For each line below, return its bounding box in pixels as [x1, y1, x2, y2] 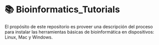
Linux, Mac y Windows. [5, 34, 53, 40]
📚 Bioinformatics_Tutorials [5, 4, 120, 15]
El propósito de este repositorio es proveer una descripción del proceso [5, 23, 153, 30]
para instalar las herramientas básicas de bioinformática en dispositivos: [5, 29, 154, 35]
